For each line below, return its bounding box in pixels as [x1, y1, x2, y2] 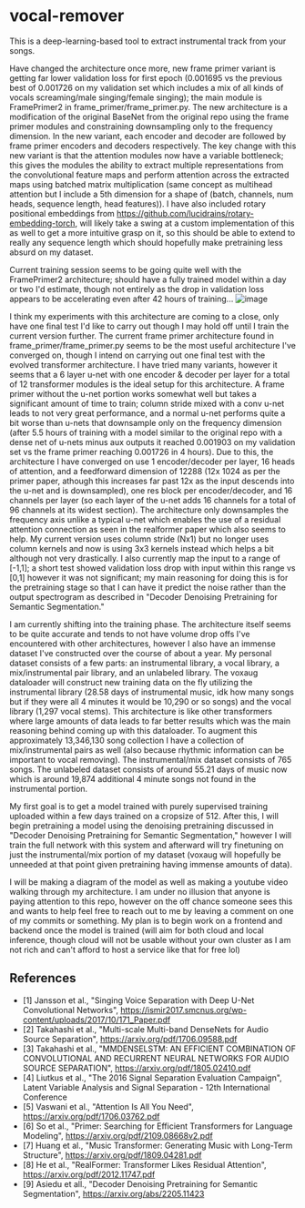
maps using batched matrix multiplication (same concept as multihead [9, 178, 273, 189]
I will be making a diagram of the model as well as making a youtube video [9, 876, 289, 888]
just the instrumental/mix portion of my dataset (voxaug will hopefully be [9, 848, 281, 860]
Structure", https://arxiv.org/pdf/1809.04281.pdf [22, 1149, 202, 1161]
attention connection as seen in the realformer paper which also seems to [9, 523, 287, 534]
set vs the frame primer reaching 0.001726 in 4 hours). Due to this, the [9, 446, 274, 457]
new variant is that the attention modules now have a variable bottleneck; [9, 149, 284, 160]
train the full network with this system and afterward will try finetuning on [9, 839, 284, 850]
